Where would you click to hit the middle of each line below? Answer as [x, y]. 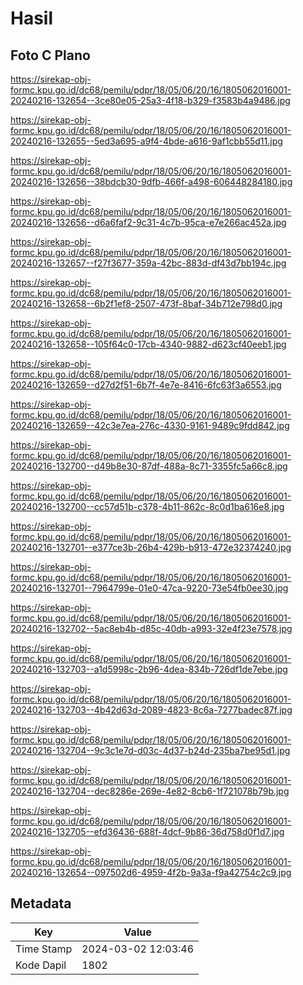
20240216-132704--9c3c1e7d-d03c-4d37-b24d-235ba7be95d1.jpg [150, 750]
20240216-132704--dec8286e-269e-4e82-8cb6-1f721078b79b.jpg [150, 791]
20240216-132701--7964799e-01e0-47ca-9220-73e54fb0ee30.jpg [149, 588]
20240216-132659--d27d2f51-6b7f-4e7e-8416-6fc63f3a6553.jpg [146, 385]
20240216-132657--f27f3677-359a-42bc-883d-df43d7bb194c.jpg [148, 263]
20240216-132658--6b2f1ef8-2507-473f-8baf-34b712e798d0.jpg [146, 303]
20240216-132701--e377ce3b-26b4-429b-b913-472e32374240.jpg [151, 547]
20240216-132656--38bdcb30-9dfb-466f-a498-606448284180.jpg [151, 181]
